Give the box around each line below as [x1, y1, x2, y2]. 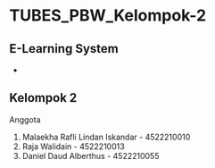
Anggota [9, 113, 42, 125]
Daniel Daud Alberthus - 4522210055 [21, 150, 160, 161]
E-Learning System [9, 41, 119, 56]
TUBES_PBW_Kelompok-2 [9, 5, 207, 26]
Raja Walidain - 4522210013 [21, 140, 125, 152]
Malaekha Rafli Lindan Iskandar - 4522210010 [21, 131, 191, 142]
